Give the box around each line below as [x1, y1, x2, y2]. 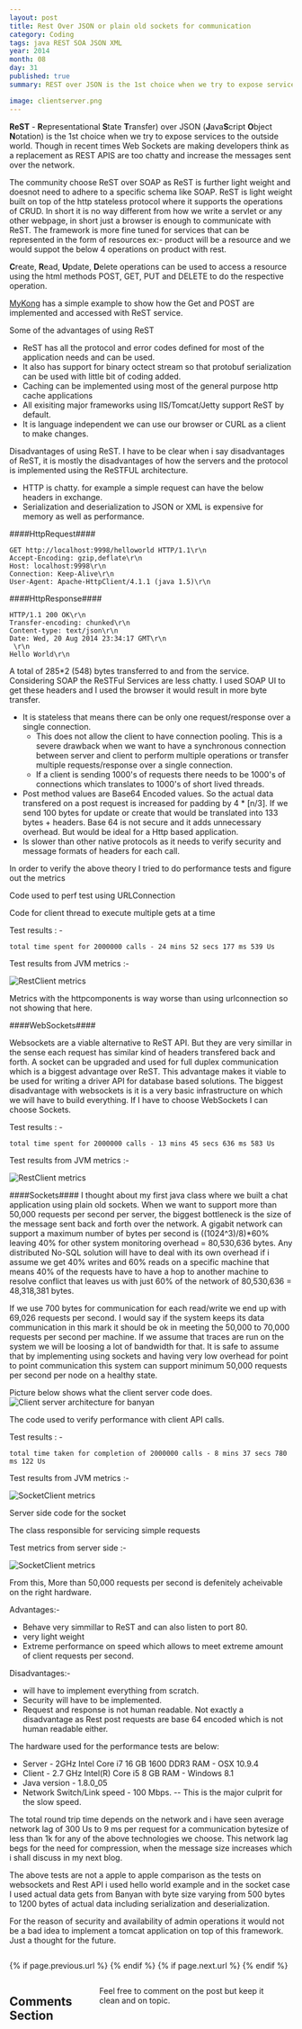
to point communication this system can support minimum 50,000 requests [9, 1360, 288, 1370]
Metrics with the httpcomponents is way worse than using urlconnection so [9, 992, 289, 1003]
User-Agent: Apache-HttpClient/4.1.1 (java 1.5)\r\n [9, 577, 211, 586]
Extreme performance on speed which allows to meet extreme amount [22, 1640, 284, 1651]
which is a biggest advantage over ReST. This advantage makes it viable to [9, 1065, 287, 1076]
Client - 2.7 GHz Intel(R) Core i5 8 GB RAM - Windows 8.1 [22, 1767, 235, 1778]
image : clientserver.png [9, 96, 102, 105]
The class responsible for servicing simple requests [9, 1524, 200, 1535]
